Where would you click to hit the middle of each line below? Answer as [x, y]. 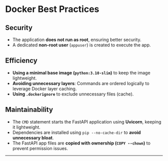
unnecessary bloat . [33, 137]
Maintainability [29, 110]
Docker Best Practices [52, 9]
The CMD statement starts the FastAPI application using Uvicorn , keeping [87, 121]
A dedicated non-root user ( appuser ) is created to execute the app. [81, 45]
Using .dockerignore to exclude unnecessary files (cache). [73, 94]
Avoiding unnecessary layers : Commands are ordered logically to [81, 83]
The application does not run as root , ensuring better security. [77, 39]
